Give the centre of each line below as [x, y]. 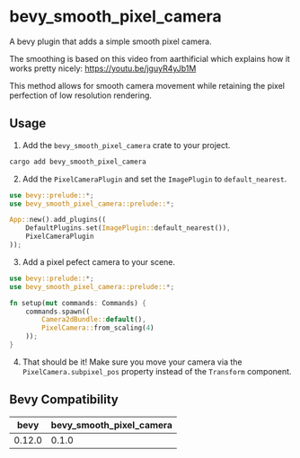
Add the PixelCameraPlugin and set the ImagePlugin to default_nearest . [154, 179]
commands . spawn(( [58, 312]
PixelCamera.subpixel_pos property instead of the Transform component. [157, 371]
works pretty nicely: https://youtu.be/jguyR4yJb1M [103, 68]
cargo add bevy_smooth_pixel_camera [78, 162]
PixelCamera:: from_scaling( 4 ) [98, 328]
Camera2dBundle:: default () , [94, 320]
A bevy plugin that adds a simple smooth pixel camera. [111, 41]
